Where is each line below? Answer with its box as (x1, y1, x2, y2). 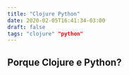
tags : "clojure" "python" (7, 30, 83, 37)
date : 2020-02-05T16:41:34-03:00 (7, 17, 106, 24)
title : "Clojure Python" (7, 10, 80, 18)
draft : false (7, 23, 46, 30)
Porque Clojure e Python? (7, 56, 122, 68)
